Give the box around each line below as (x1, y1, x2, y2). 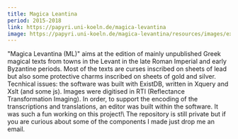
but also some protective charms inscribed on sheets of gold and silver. (7, 72, 216, 81)
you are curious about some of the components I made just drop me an (7, 118, 215, 126)
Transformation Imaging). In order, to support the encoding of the (7, 95, 198, 104)
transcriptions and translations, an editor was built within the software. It (7, 102, 218, 111)
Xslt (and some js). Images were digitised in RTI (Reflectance (7, 87, 186, 96)
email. (7, 125, 25, 133)
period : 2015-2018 (7, 17, 62, 24)
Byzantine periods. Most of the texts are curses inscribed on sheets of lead (7, 65, 227, 73)
